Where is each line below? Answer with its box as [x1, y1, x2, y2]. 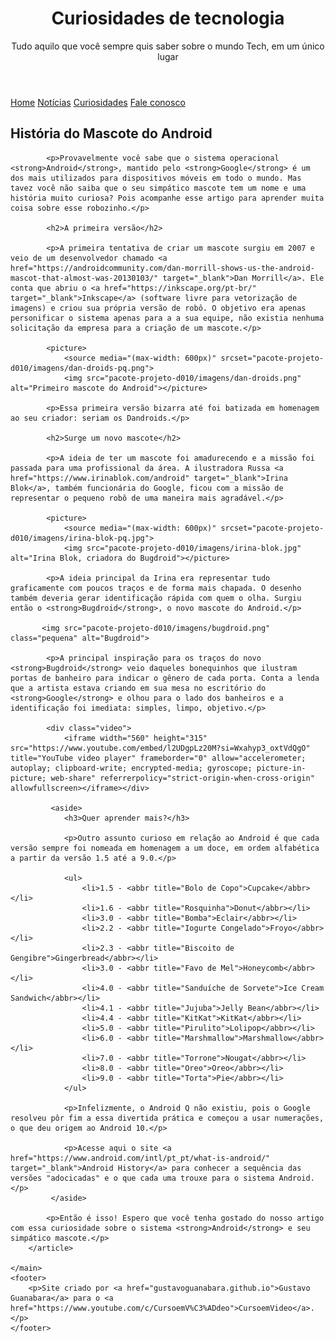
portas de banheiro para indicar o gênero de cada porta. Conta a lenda [10, 673, 320, 683]
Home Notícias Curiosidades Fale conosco [10, 96, 186, 108]
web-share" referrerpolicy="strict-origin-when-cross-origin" [50, 773, 315, 783]
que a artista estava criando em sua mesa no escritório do [10, 683, 267, 693]
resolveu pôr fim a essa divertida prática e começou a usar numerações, [10, 1113, 325, 1123]
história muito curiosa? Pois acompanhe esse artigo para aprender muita [10, 193, 325, 203]
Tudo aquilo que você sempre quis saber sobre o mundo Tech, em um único [11, 40, 325, 52]
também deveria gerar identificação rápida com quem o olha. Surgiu [10, 593, 302, 603]
